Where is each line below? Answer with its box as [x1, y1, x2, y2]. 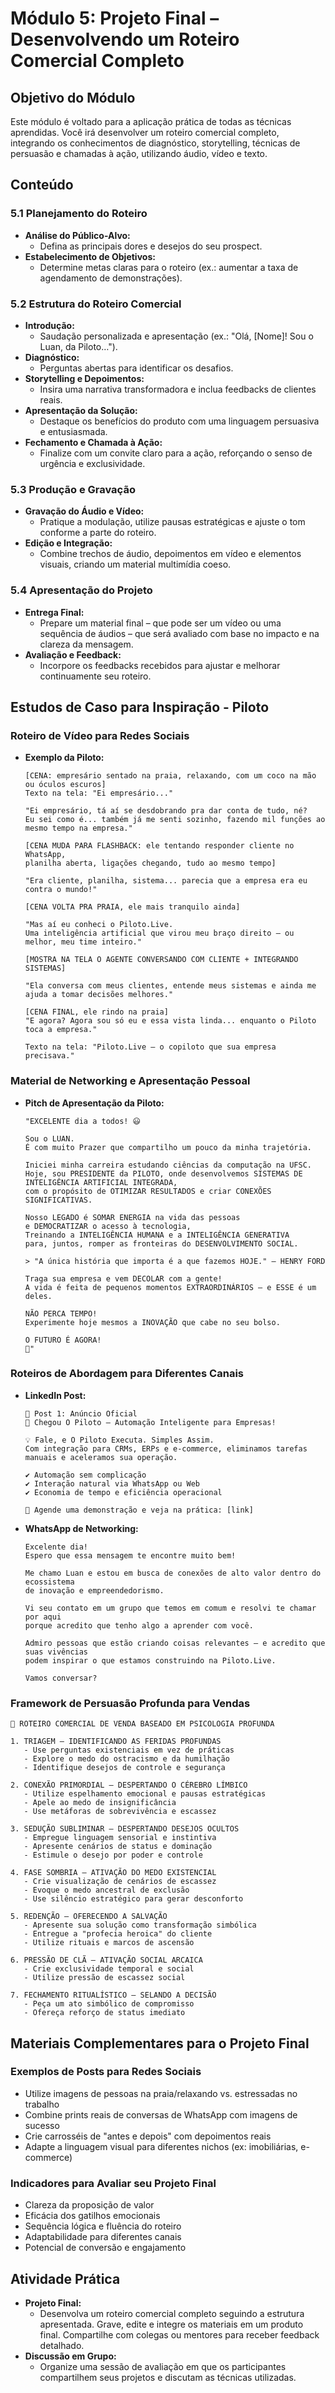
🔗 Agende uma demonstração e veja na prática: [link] [24, 1505, 254, 1515]
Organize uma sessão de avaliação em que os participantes [39, 2360, 287, 2372]
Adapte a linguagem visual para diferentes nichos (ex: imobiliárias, [24, 2140, 299, 2152]
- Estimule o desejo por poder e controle [23, 1850, 203, 1861]
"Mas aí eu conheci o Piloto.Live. [24, 920, 174, 930]
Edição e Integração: [24, 537, 113, 549]
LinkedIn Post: [24, 1389, 87, 1401]
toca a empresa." [24, 1025, 98, 1035]
